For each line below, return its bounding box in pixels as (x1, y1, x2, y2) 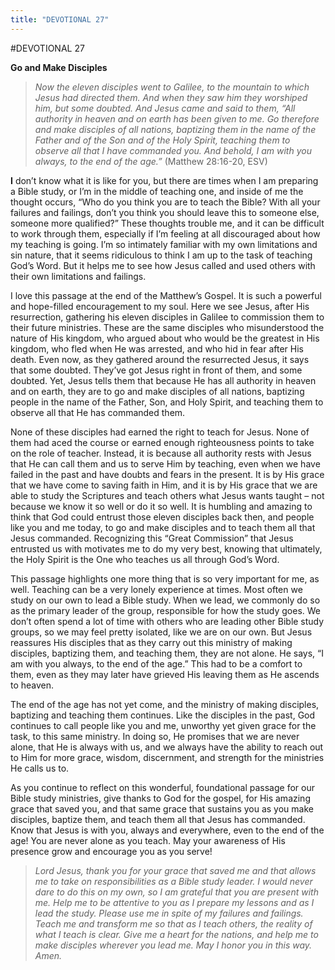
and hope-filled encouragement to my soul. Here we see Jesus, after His (10, 300, 310, 312)
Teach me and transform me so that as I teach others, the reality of (34, 917, 313, 930)
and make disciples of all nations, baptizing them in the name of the (34, 123, 317, 135)
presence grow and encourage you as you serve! (10, 845, 213, 857)
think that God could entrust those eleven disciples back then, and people (10, 511, 315, 523)
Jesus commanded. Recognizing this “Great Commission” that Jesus (10, 532, 294, 544)
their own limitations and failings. (10, 270, 147, 282)
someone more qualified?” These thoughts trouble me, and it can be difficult (10, 217, 325, 229)
